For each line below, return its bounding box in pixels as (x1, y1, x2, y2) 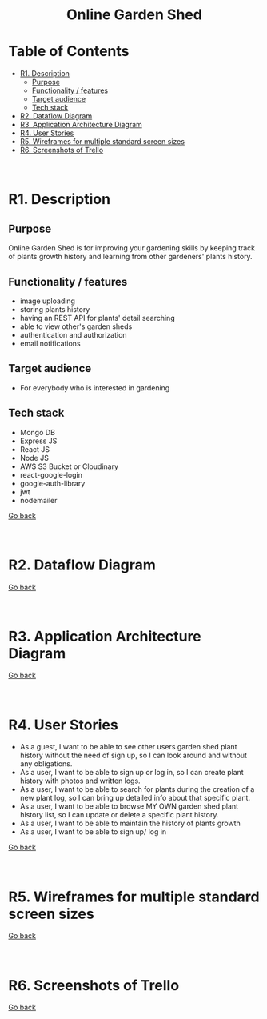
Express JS (19, 436, 58, 446)
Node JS (19, 453, 50, 462)
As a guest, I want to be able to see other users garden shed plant (19, 742, 237, 752)
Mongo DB (19, 427, 56, 437)
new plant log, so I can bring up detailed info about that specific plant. (19, 793, 250, 803)
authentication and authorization (19, 330, 127, 339)
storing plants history (19, 304, 90, 314)
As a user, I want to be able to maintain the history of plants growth (19, 818, 241, 829)
